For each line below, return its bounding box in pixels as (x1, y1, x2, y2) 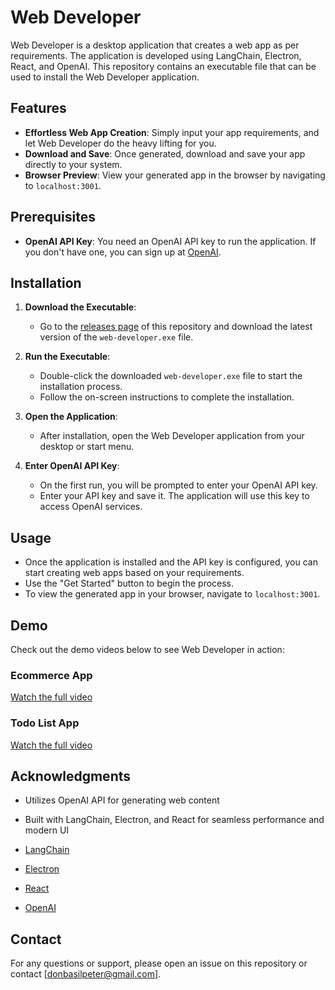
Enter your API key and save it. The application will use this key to (39, 490, 310, 502)
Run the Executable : (24, 351, 111, 363)
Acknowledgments (10, 767, 132, 785)
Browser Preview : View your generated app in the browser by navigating (24, 169, 326, 181)
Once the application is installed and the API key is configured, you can (24, 556, 318, 568)
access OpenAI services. (39, 501, 143, 513)
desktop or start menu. (39, 441, 135, 453)
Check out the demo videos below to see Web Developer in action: (10, 644, 285, 655)
